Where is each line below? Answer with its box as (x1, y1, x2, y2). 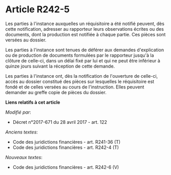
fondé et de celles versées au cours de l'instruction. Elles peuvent (5, 83, 144, 90)
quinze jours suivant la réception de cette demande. (5, 63, 115, 69)
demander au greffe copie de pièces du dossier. (5, 89, 106, 95)
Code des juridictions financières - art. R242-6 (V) (12, 164, 119, 170)
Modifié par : (5, 109, 32, 115)
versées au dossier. (5, 37, 47, 43)
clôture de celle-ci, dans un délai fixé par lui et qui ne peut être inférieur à (5, 57, 160, 63)
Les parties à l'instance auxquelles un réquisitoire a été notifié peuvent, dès (5, 20, 165, 27)
